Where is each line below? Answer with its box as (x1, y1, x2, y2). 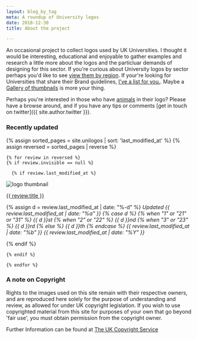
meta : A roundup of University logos (6, 14, 99, 20)
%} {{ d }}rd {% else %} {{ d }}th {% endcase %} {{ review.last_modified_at (6, 222, 190, 229)
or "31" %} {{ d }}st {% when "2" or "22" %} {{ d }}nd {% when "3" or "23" (6, 216, 188, 223)
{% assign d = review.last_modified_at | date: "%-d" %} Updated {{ (6, 203, 170, 210)
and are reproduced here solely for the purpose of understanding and (6, 295, 176, 302)
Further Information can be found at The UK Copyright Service (6, 325, 159, 332)
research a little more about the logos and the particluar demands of (6, 59, 173, 66)
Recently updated (6, 123, 59, 132)
